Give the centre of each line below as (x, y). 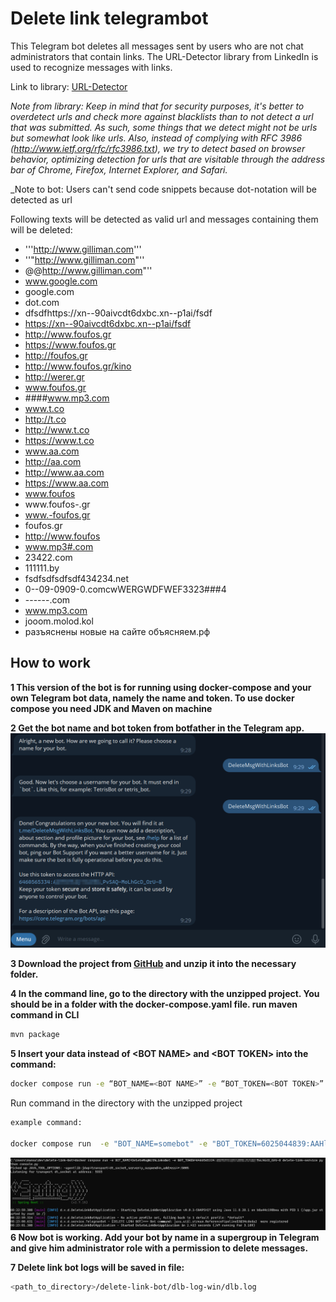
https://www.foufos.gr (70, 344)
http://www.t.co (57, 429)
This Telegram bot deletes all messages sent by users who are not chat (157, 46)
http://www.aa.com (64, 472)
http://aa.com (53, 461)
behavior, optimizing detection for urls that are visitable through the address (168, 159)
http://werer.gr (54, 376)
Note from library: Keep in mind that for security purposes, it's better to (157, 106)
